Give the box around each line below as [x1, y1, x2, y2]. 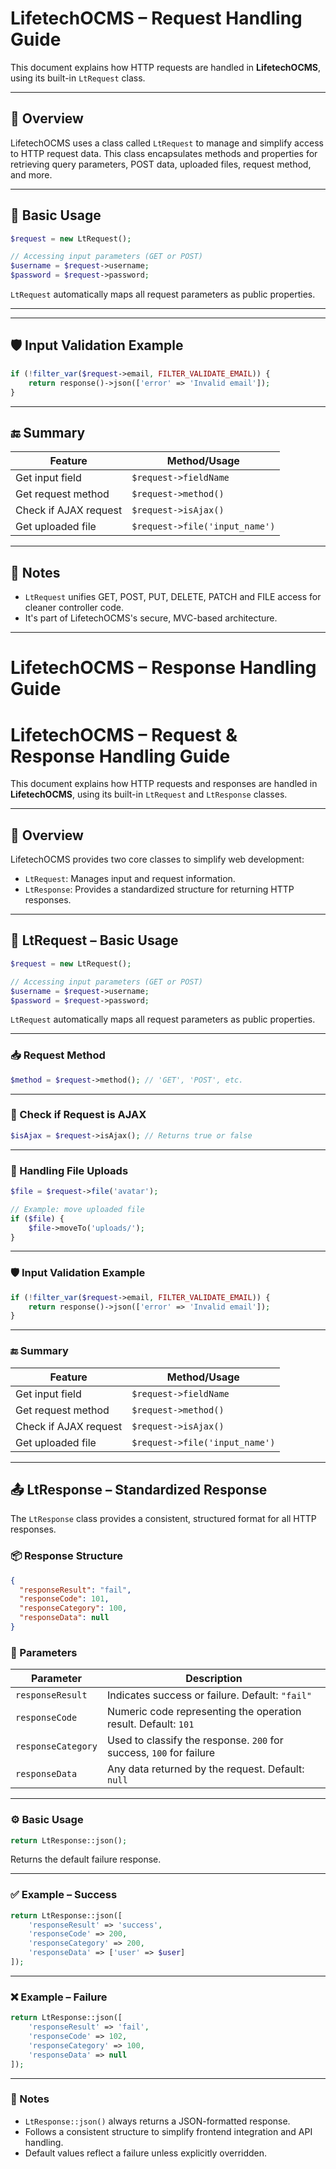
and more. [10, 168, 53, 181]
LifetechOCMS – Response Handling [10, 657, 317, 679]
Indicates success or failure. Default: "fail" [106, 1688, 313, 1702]
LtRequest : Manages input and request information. [24, 873, 236, 885]
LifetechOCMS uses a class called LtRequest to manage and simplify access [10, 137, 324, 149]
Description [185, 1672, 243, 1686]
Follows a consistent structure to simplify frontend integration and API [24, 2125, 313, 2137]
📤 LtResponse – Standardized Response [10, 1482, 268, 1498]
